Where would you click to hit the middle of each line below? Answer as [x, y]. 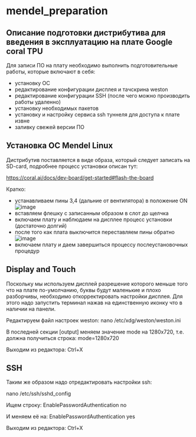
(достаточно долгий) [41, 225]
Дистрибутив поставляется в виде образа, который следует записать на [98, 160]
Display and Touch [41, 269]
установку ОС [32, 83]
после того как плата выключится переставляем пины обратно [95, 232]
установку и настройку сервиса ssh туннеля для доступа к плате [97, 114]
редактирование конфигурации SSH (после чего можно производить [102, 96]
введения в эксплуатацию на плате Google [89, 42]
